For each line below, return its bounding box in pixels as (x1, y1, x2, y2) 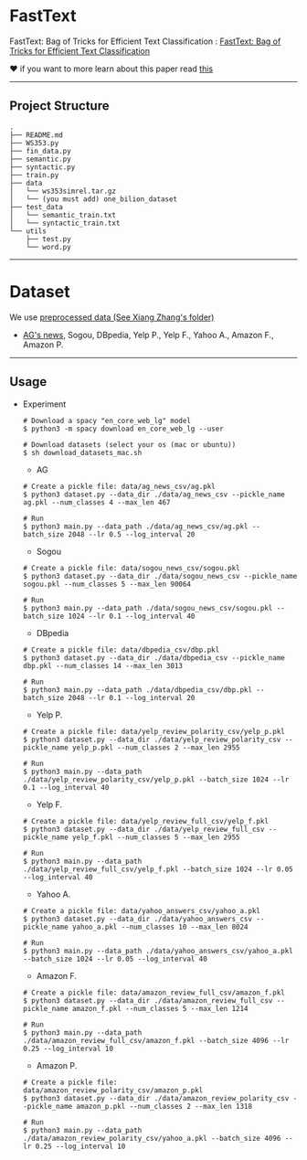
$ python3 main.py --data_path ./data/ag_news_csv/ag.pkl (22, 522, 249, 531)
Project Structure (9, 98, 110, 114)
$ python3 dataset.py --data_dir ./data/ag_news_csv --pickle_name (22, 490, 285, 499)
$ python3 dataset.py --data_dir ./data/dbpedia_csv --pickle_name (22, 653, 285, 663)
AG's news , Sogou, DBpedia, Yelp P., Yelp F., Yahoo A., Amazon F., (22, 329, 274, 340)
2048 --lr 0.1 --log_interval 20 (68, 693, 196, 702)
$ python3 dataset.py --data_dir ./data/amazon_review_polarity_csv (22, 1093, 290, 1102)
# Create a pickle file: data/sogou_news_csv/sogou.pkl (22, 563, 240, 572)
